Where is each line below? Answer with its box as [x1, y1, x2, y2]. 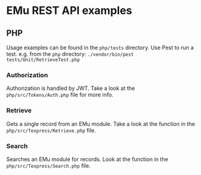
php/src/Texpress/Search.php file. [6, 162, 91, 169]
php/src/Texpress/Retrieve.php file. [6, 126, 96, 134]
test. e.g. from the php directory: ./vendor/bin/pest [6, 50, 134, 58]
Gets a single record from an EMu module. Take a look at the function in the [6, 120, 196, 128]
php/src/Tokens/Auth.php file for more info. [6, 91, 114, 98]
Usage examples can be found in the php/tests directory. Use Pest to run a [6, 44, 194, 51]
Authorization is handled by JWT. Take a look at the [6, 84, 135, 92]
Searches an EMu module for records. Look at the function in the [6, 156, 168, 163]
